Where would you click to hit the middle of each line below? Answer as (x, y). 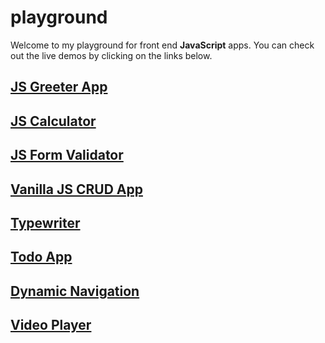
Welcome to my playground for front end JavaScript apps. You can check (162, 45)
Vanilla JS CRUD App (76, 189)
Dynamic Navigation (75, 291)
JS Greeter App (59, 87)
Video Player (51, 325)
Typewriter (45, 222)
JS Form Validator (67, 155)
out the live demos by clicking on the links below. (111, 55)
